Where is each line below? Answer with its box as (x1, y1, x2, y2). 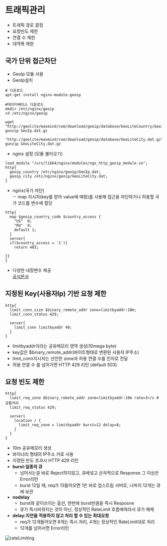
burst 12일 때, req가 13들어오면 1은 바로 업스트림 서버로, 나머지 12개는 (19, 482, 156, 489)
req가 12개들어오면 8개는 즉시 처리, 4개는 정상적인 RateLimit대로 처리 (19, 519, 155, 525)
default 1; (14, 227, 37, 232)
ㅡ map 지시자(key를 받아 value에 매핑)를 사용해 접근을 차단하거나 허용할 (12, 193, 154, 199)
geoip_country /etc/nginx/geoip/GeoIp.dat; (9, 169, 101, 175)
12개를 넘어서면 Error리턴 (19, 525, 70, 531)
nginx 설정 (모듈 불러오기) (12, 151, 63, 157)
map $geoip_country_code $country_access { (9, 214, 101, 219)
